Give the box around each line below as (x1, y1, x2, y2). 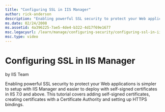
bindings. (5, 101, 24, 107)
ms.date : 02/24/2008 (5, 20, 48, 26)
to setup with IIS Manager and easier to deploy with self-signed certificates (5, 86, 158, 92)
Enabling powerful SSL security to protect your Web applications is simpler (5, 81, 157, 87)
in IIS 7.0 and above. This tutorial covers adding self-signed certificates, (5, 91, 150, 97)
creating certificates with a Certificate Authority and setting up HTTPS (5, 96, 147, 102)
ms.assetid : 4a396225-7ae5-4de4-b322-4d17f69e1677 (5, 25, 111, 30)
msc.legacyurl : (5, 30, 36, 35)
